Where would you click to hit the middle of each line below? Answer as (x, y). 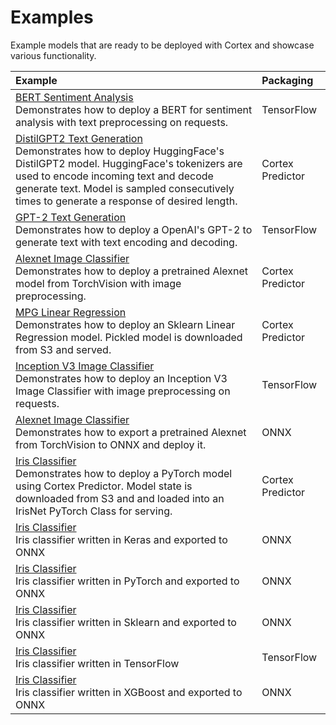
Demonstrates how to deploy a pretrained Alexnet (132, 271)
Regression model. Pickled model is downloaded (129, 337)
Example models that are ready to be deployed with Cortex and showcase (162, 45)
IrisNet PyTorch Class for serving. (94, 511)
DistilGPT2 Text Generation (79, 138)
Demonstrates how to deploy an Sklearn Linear (125, 324)
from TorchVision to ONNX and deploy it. (111, 444)
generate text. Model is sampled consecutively (125, 188)
